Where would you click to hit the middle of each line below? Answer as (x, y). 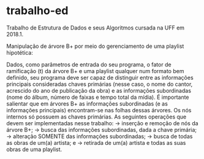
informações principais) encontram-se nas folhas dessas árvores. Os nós (99, 110)
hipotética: (20, 52)
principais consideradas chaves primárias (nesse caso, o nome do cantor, (100, 84)
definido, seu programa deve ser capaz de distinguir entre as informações (100, 77)
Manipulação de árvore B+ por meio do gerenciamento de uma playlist (95, 46)
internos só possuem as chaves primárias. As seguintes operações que (96, 117)
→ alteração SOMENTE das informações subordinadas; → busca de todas (100, 136)
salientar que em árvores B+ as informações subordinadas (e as (87, 103)
